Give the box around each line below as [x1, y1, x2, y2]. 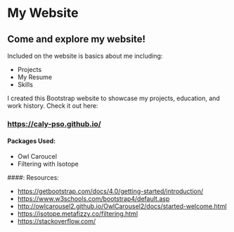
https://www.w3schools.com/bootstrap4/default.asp [17, 195, 170, 203]
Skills [17, 80, 34, 89]
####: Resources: [7, 173, 60, 182]
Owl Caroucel [17, 152, 58, 161]
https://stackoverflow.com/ [17, 217, 96, 226]
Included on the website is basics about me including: [7, 51, 163, 60]
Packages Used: [7, 136, 56, 145]
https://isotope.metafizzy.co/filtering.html [17, 209, 138, 218]
